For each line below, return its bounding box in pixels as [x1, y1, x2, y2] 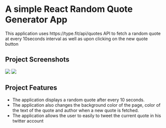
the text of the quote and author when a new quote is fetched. [12, 107, 139, 113]
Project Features [5, 83, 57, 92]
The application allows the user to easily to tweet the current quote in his [12, 113, 161, 119]
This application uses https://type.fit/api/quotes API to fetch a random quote [5, 30, 161, 36]
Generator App [5, 14, 68, 25]
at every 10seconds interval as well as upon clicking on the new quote [5, 36, 148, 42]
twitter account [12, 118, 44, 124]
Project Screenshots [5, 56, 69, 64]
